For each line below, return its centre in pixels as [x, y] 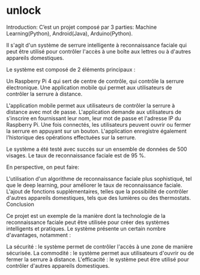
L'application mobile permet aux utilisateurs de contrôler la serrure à [91, 105]
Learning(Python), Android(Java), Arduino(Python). [70, 33]
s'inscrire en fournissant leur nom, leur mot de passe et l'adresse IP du [94, 118]
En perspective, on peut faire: [43, 167]
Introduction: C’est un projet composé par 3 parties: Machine [82, 27]
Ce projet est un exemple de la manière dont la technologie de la [86, 216]
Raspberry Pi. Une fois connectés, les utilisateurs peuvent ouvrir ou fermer [98, 124]
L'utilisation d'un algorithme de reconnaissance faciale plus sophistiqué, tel [99, 178]
